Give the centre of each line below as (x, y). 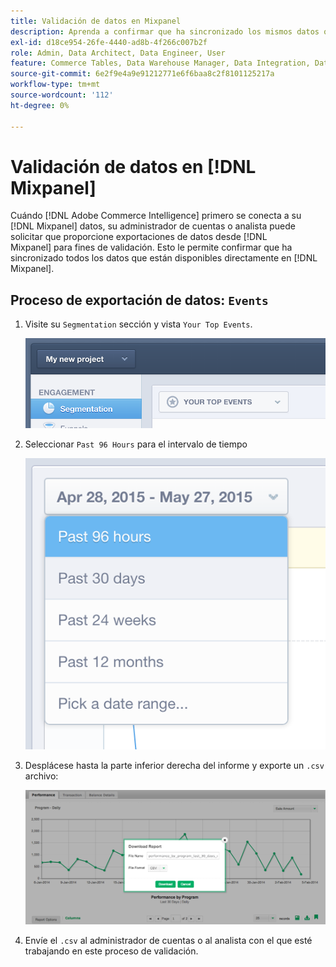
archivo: (41, 776)
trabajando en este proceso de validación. (111, 951)
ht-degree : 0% (40, 105)
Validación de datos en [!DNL (133, 166)
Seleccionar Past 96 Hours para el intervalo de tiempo (136, 444)
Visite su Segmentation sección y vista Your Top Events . (138, 324)
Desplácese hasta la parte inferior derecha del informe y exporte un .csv (174, 765)
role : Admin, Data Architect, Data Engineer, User (118, 53)
